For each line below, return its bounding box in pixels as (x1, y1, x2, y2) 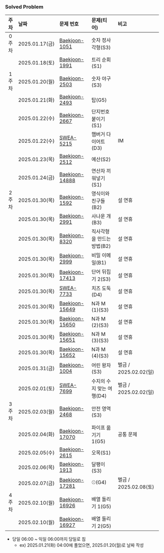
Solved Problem (5, 3, 44, 10)
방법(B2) (91, 243, 111, 250)
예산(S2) (91, 156, 111, 163)
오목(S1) (91, 449, 111, 456)
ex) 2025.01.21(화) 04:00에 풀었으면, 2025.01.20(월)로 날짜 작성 (19, 542, 144, 548)
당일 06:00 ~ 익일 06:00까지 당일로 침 (12, 536, 86, 542)
